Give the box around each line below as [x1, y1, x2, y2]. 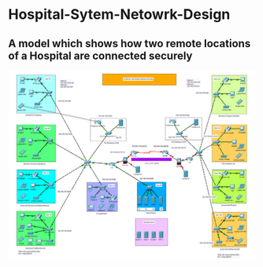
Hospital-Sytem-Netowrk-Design [8, 5, 231, 24]
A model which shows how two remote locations [8, 37, 251, 50]
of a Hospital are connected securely [8, 49, 193, 62]
